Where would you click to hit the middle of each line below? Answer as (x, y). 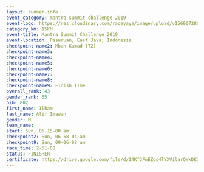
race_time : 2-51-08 (31, 148)
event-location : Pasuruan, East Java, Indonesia (69, 40)
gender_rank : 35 (27, 97)
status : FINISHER (28, 154)
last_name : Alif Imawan (36, 114)
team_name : (20, 126)
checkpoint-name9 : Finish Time (46, 86)
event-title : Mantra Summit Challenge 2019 (62, 35)
